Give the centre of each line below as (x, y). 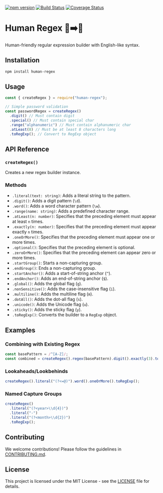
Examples (20, 330)
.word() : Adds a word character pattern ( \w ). (57, 206)
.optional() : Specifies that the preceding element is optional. (74, 247)
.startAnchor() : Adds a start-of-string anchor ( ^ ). (62, 274)
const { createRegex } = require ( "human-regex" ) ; (56, 98)
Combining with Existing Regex (42, 344)
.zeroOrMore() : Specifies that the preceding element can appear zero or (84, 253)
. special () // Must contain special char (52, 120)
